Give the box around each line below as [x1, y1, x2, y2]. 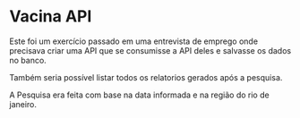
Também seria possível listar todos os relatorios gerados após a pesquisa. [9, 72, 283, 82]
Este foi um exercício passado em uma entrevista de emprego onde [9, 36, 258, 46]
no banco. [9, 55, 47, 65]
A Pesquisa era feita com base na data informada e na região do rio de [9, 89, 270, 100]
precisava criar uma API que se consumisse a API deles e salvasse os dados [9, 45, 292, 55]
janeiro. [9, 98, 38, 109]
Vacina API [9, 6, 92, 27]
